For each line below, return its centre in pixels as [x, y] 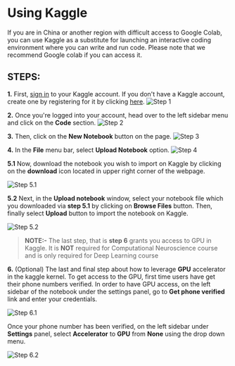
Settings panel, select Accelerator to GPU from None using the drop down [116, 334]
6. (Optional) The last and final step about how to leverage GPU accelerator [117, 269]
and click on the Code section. [52, 122]
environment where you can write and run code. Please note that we [106, 47]
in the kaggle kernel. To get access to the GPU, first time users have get [112, 277]
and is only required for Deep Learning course [91, 255]
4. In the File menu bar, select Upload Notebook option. [89, 150]
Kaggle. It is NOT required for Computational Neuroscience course [121, 248]
